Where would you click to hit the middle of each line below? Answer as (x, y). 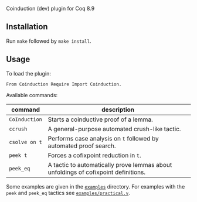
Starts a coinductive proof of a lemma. (101, 119)
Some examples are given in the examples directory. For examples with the (96, 186)
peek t (18, 155)
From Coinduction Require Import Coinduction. (64, 84)
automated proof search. (82, 146)
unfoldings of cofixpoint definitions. (97, 172)
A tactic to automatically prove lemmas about (110, 165)
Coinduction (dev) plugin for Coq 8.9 (50, 8)
